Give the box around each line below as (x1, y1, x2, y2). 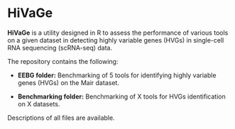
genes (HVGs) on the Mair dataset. (17, 78, 119, 86)
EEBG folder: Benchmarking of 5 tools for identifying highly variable (17, 71, 217, 79)
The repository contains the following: (7, 57, 119, 65)
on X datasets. (17, 99, 60, 108)
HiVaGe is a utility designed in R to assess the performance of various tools (7, 28, 229, 37)
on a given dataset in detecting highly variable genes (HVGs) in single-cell (7, 35, 224, 44)
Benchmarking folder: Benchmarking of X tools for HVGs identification (17, 92, 226, 101)
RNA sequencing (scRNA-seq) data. (7, 43, 112, 52)
